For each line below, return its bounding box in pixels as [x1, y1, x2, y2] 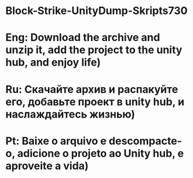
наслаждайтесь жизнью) [5, 107, 136, 121]
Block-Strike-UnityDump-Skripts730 [5, 4, 188, 18]
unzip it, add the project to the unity [5, 43, 182, 57]
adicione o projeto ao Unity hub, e [17, 146, 184, 160]
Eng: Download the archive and [5, 31, 160, 44]
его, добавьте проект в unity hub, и [5, 95, 185, 108]
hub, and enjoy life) [5, 56, 101, 69]
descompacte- [108, 134, 182, 148]
